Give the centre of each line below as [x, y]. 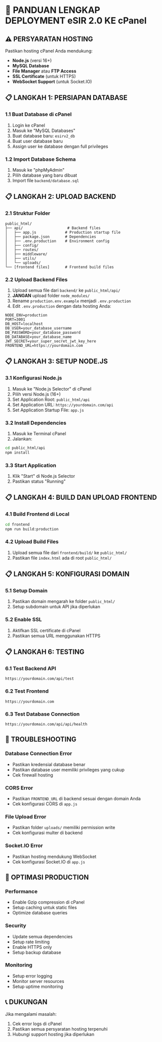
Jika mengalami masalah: [31, 1014]
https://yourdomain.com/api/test [40, 679]
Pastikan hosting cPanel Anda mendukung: [49, 51]
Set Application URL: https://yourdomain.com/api [63, 404]
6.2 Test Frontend [27, 691]
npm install [17, 453]
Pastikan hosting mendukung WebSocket [54, 856]
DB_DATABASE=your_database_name [38, 337]
